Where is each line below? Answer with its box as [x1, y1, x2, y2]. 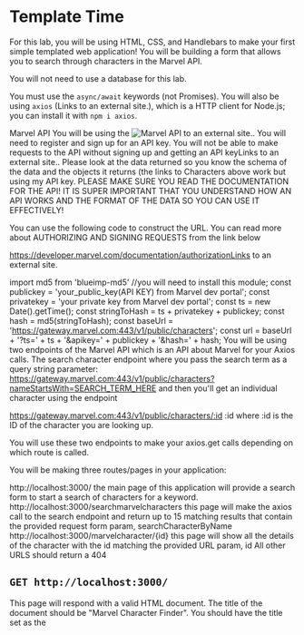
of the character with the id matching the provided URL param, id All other [9, 540, 286, 551]
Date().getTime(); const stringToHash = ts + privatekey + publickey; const [9, 306, 285, 317]
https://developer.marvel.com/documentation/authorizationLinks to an [9, 249, 272, 260]
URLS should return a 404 [9, 549, 107, 560]
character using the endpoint [9, 392, 118, 403]
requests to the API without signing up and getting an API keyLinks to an [9, 147, 279, 158]
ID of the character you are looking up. [9, 419, 154, 430]
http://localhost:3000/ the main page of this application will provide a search [9, 482, 296, 493]
